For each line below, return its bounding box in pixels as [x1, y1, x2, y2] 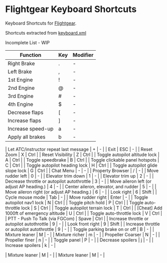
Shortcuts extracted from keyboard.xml [5, 30, 87, 36]
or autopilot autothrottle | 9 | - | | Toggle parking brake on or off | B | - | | [5, 226, 154, 232]
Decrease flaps [8, 109, 44, 116]
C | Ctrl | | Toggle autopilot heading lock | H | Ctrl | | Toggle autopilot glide [5, 162, 158, 168]
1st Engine [8, 76, 33, 83]
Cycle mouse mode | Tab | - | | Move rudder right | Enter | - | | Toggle [5, 194, 148, 200]
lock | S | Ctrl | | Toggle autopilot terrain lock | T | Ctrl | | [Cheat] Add [21, 205, 162, 211]
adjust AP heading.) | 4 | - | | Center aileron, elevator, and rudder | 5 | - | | [5, 183, 156, 189]
